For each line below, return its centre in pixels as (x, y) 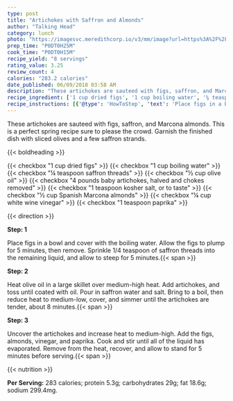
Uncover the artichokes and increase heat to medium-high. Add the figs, (111, 334)
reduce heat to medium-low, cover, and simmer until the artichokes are (108, 299)
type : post (23, 14)
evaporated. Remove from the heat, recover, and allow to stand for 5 (105, 348)
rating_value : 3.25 (35, 65)
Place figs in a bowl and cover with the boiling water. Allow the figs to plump (116, 243)
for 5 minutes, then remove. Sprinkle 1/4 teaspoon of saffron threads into (111, 250)
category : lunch (31, 33)
